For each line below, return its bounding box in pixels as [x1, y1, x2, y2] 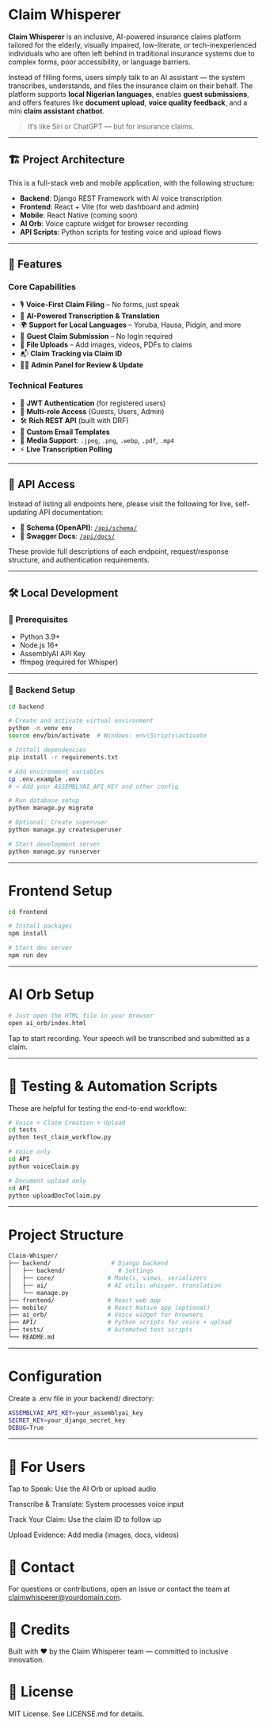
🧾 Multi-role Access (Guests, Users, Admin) [19, 406, 165, 416]
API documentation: [39, 507, 104, 517]
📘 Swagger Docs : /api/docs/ [19, 531, 116, 540]
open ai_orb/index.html [8, 1019, 87, 1027]
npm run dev [8, 951, 47, 959]
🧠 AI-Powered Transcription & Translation [19, 311, 160, 321]
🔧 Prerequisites [8, 613, 69, 624]
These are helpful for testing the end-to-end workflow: [8, 1103, 187, 1112]
